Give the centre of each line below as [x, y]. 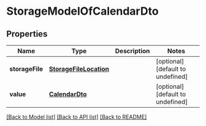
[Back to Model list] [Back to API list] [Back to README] [77, 117]
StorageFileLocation [79, 69]
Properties [27, 34]
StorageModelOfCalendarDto [82, 11]
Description [132, 51]
